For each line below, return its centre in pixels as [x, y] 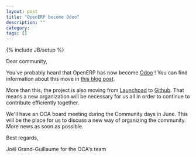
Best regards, [22, 138]
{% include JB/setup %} [35, 50]
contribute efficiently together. [43, 103]
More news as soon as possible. [45, 127]
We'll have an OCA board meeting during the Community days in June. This [97, 114]
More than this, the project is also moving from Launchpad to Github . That [95, 90]
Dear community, [27, 62]
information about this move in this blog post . [61, 79]
